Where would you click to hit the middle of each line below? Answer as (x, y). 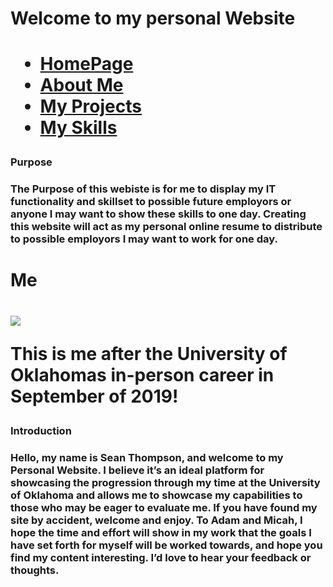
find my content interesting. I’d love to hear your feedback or (161, 557)
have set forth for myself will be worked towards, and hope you (166, 545)
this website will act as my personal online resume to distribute (166, 227)
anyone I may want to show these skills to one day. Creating (158, 214)
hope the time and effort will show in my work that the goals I (161, 532)
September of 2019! (94, 396)
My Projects (90, 106)
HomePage (86, 64)
